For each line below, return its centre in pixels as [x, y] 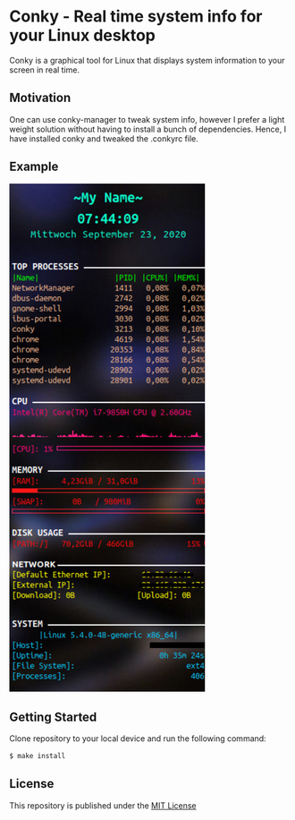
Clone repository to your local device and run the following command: [138, 739]
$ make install [38, 756]
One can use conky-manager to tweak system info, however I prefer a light [147, 119]
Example [34, 167]
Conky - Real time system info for [136, 17]
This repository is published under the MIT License [103, 805]
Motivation [40, 98]
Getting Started [53, 717]
